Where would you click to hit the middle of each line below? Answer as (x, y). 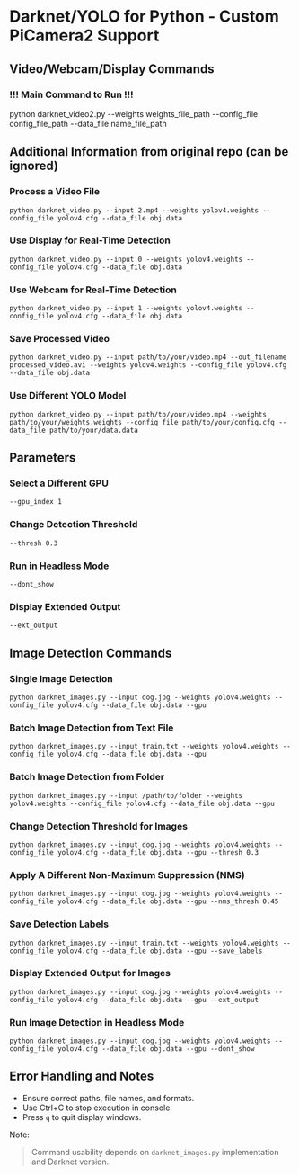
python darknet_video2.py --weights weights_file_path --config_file (134, 113)
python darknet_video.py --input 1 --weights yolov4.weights (126, 309)
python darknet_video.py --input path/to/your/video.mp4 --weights (138, 414)
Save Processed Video (60, 339)
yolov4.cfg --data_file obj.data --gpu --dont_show (156, 1049)
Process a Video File (55, 192)
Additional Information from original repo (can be (149, 152)
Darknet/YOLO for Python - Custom (145, 17)
